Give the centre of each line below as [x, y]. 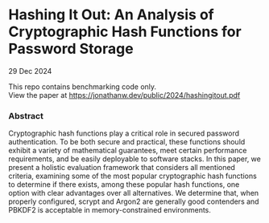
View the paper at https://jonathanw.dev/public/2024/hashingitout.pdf [124, 95]
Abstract [26, 116]
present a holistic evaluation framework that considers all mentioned [122, 168]
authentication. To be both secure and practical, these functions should [127, 142]
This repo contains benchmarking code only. [83, 87]
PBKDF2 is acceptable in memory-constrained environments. [110, 210]
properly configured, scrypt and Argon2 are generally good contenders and [134, 201]
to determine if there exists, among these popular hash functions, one [124, 184]
